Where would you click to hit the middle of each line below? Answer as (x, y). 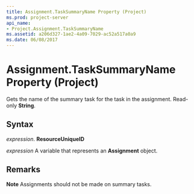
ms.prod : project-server (37, 17)
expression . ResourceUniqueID (45, 139)
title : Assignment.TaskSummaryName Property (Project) (77, 12)
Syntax (20, 124)
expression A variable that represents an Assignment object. (82, 151)
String (26, 105)
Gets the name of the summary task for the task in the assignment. (89, 99)
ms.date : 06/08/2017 (32, 40)
